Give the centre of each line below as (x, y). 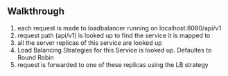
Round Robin (35, 57)
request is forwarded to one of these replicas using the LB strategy (113, 64)
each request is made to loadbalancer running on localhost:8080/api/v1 (119, 28)
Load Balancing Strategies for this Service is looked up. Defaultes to (114, 50)
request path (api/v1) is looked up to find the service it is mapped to (114, 35)
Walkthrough (36, 11)
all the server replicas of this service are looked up (89, 42)
